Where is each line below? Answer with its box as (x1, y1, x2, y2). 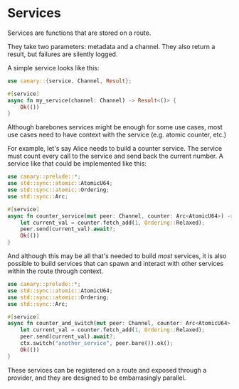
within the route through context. (7, 267, 104, 275)
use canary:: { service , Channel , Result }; (7, 77, 132, 85)
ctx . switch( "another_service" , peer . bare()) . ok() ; (20, 340, 174, 347)
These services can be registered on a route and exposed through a (7, 366, 207, 374)
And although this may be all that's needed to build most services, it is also (7, 252, 227, 260)
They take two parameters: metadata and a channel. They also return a (7, 42, 216, 50)
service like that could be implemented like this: (7, 159, 147, 168)
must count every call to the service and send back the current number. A (7, 151, 224, 161)
